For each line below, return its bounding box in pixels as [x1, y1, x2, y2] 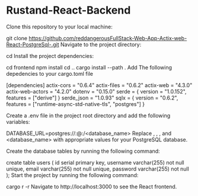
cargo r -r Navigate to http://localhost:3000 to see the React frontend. [6, 183, 177, 190]
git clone [6, 34, 28, 41]
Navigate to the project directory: [60, 41, 142, 48]
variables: [6, 118, 30, 125]
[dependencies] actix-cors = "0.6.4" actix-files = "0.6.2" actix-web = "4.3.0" [6, 81, 193, 89]
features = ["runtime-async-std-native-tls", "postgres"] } [6, 100, 145, 107]
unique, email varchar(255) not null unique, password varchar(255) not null [6, 165, 190, 172]
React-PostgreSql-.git [6, 41, 59, 48]
